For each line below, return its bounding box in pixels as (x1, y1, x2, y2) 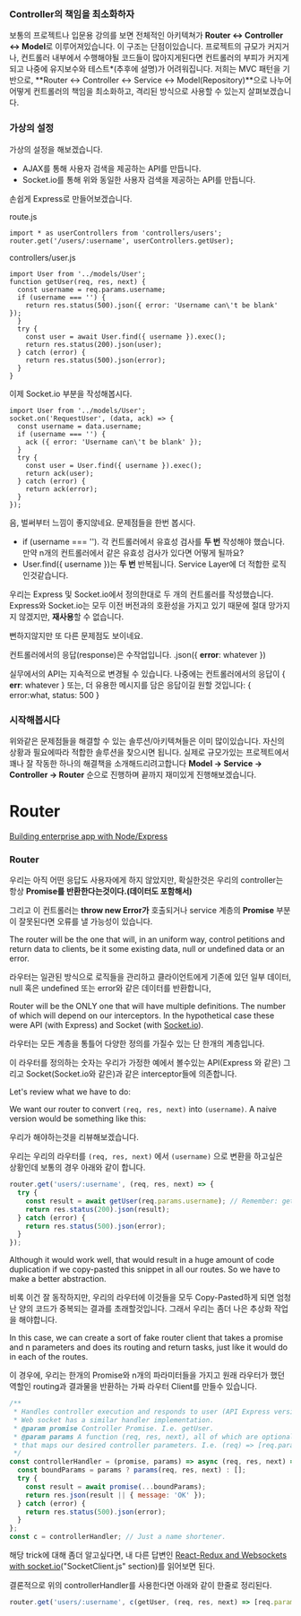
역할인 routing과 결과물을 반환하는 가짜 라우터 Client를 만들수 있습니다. (9, 1381, 258, 1392)
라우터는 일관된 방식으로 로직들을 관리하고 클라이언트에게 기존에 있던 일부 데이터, (9, 972, 292, 982)
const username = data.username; (17, 421, 142, 431)
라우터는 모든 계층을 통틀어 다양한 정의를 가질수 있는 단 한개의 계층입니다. (9, 1038, 265, 1050)
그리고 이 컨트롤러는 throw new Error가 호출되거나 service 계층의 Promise (9, 905, 275, 916)
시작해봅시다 (9, 713, 61, 726)
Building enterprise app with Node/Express (9, 831, 168, 842)
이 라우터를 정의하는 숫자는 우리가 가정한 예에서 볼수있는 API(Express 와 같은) (9, 1058, 282, 1068)
